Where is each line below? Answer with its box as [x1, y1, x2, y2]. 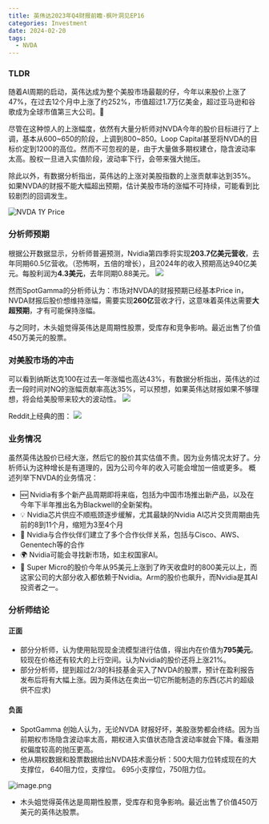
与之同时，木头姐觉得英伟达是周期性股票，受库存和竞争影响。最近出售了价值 [8, 322, 261, 332]
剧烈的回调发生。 [14, 191, 72, 201]
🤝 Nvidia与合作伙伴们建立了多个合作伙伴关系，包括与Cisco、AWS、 [19, 530, 244, 540]
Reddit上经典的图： [8, 412, 72, 421]
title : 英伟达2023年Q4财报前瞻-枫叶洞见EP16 [8, 11, 145, 20]
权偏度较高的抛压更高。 [19, 744, 98, 754]
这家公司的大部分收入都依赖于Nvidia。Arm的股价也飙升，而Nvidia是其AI [19, 573, 259, 582]
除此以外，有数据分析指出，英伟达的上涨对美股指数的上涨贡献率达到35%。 [8, 171, 255, 181]
